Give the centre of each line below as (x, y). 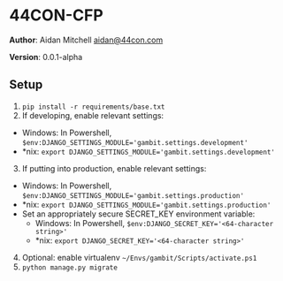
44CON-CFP (56, 15)
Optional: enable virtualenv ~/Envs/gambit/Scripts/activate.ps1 (139, 257)
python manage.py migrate (69, 267)
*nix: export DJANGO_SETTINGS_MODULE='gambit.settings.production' (146, 204)
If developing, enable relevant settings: (93, 115)
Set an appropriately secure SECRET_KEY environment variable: (138, 214)
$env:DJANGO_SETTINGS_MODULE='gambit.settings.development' (135, 142)
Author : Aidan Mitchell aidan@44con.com (86, 40)
